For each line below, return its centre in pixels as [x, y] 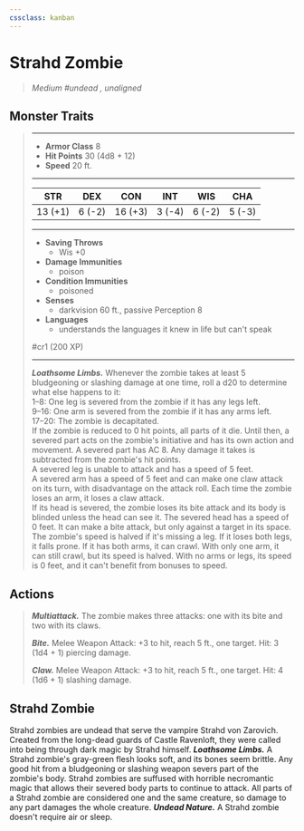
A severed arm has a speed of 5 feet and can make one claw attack [157, 479]
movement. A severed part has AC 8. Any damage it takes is [143, 450]
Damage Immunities [84, 262]
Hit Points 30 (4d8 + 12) [90, 156]
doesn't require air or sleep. [61, 817]
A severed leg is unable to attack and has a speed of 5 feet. [142, 469]
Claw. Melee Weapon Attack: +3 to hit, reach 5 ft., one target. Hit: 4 [157, 671]
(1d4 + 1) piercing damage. [81, 652]
